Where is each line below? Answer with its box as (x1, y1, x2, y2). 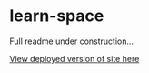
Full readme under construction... (9, 36, 134, 47)
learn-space (9, 5, 104, 26)
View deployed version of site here (9, 53, 140, 64)
